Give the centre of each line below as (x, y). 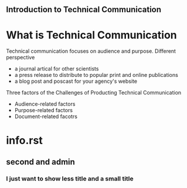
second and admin (40, 162)
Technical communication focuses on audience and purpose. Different (91, 51)
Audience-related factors (45, 104)
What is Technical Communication (91, 35)
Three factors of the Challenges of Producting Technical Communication (94, 93)
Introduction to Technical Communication (84, 10)
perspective (21, 58)
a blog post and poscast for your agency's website (76, 81)
